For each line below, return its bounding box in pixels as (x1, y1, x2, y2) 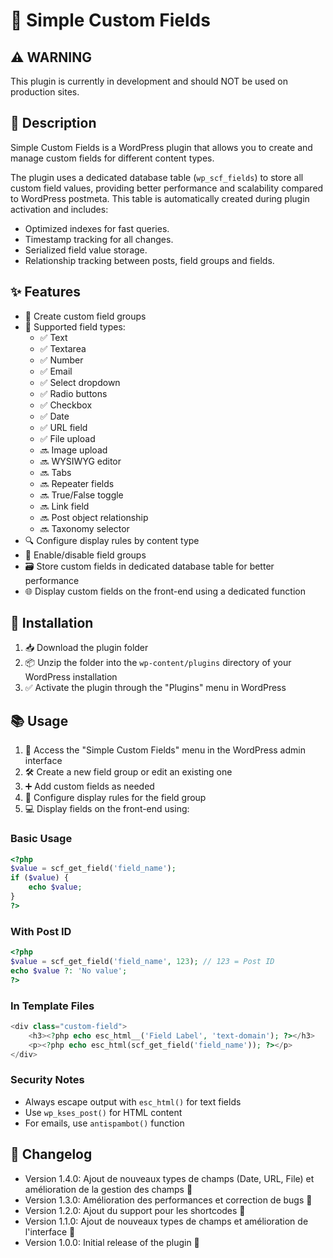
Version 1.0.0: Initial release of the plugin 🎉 (24, 1236, 200, 1248)
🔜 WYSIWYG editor (39, 455, 122, 467)
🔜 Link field (39, 500, 90, 512)
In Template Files (10, 999, 95, 1013)
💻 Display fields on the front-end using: (24, 803, 190, 815)
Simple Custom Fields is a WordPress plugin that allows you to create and (10, 141, 313, 153)
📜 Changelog (10, 1146, 93, 1163)
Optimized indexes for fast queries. (24, 222, 170, 234)
